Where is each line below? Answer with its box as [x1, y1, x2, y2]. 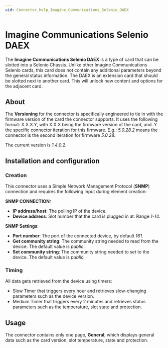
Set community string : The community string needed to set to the [12, 249, 149, 255]
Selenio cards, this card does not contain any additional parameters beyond [5, 67, 161, 73]
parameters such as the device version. [12, 293, 94, 299]
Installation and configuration [5, 156, 100, 165]
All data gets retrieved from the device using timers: [5, 278, 113, 284]
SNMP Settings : [5, 223, 39, 229]
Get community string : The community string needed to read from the [12, 238, 159, 244]
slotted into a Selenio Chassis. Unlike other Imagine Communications [5, 61, 147, 68]
